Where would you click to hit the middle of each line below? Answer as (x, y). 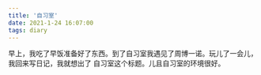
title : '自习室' (33, 15)
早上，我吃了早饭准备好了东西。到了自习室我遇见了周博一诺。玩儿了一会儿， (133, 54)
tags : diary (28, 30)
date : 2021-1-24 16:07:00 (51, 23)
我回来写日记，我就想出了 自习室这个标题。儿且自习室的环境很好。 (117, 63)
